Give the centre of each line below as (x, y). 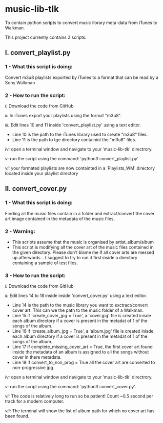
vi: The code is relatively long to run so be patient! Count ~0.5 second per (79, 396)
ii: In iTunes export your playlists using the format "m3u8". (63, 115)
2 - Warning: (20, 231)
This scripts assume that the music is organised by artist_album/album (83, 242)
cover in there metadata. (37, 357)
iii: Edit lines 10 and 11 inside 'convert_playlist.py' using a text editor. (73, 125)
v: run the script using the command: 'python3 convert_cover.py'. (71, 387)
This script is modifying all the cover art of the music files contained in (83, 247)
